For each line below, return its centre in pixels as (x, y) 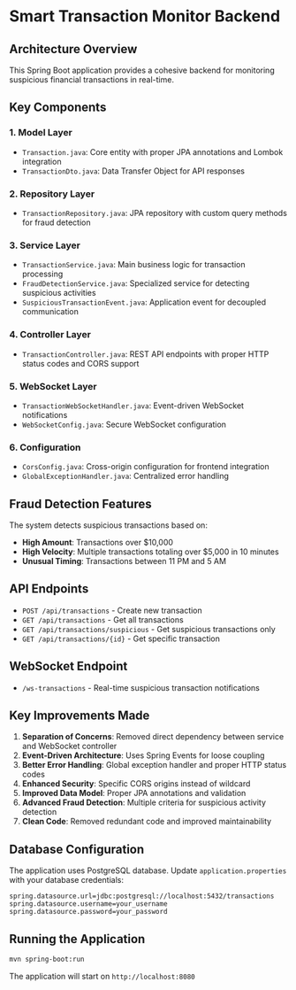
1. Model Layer (41, 133)
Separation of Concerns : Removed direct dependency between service (153, 737)
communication (50, 312)
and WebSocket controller (69, 746)
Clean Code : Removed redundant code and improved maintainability (147, 822)
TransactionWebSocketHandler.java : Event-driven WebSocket (133, 406)
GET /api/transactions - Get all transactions (102, 619)
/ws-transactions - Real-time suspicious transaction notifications (141, 687)
